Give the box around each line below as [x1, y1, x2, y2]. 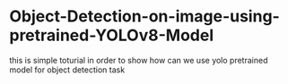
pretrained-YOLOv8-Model [9, 25, 214, 46]
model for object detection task [9, 64, 126, 75]
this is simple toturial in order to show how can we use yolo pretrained [9, 55, 268, 65]
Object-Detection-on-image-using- [9, 6, 280, 27]
